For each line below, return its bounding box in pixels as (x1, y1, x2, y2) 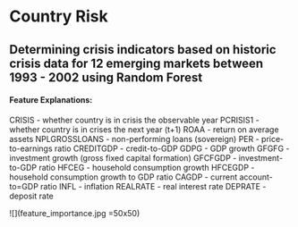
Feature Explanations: (9, 95, 93, 105)
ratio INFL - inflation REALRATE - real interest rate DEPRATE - (39, 181, 267, 191)
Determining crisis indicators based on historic (9, 42, 277, 57)
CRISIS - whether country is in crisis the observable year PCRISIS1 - (9, 114, 260, 125)
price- (260, 133, 285, 144)
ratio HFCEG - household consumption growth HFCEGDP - (38, 162, 255, 172)
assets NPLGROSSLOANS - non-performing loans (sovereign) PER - (9, 133, 260, 144)
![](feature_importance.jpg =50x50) (9, 207, 140, 218)
